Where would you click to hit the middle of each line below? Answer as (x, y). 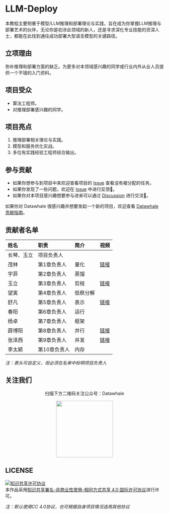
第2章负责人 (52, 274)
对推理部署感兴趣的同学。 (39, 109)
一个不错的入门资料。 (31, 72)
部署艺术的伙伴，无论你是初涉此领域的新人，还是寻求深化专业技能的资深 (80, 29)
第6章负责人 (52, 312)
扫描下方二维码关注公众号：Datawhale (84, 393)
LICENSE (19, 470)
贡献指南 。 (16, 212)
